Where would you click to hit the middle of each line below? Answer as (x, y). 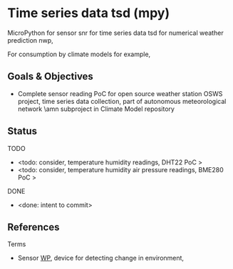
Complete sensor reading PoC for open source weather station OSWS (120, 93)
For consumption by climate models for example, (79, 54)
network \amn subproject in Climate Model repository (96, 109)
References (33, 227)
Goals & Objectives (51, 77)
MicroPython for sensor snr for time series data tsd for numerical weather (115, 33)
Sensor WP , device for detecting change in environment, (100, 258)
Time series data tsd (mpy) (88, 13)
